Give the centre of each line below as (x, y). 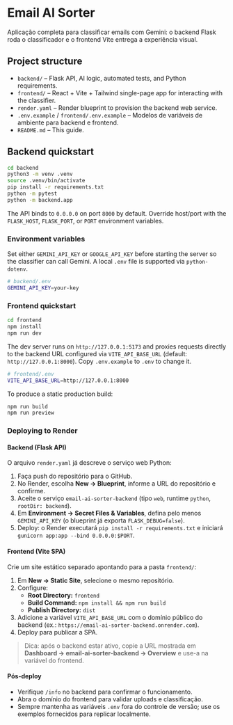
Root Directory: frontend (63, 595)
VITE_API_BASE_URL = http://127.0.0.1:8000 (68, 381)
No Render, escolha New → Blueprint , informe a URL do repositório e (116, 484)
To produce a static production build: (60, 394)
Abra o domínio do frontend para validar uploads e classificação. (110, 699)
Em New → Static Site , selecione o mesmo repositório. (96, 580)
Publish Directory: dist (62, 610)
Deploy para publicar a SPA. (57, 632)
